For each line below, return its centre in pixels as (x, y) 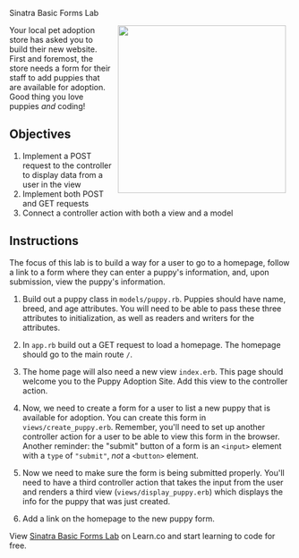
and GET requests (56, 203)
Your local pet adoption (52, 30)
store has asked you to (51, 40)
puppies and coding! (47, 106)
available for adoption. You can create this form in (114, 417)
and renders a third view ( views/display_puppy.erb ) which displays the (153, 492)
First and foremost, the (51, 59)
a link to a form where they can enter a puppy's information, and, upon (140, 272)
